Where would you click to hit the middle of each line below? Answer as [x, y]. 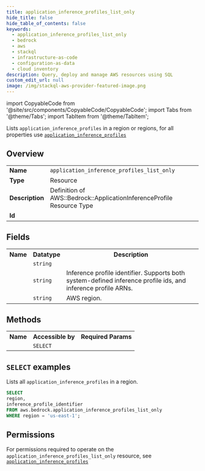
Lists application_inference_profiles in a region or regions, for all [90, 128]
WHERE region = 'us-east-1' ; [43, 416]
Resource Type [71, 206]
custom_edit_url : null [35, 80]
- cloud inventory [35, 69]
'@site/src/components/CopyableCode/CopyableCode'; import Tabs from [99, 110]
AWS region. [84, 298]
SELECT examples [39, 367]
